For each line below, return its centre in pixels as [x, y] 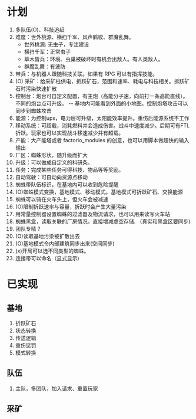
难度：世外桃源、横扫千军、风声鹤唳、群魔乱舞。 [74, 37]
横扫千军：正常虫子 [47, 51]
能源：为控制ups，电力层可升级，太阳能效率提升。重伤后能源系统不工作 [102, 118]
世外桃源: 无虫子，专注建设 [57, 44]
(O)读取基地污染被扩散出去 [47, 236]
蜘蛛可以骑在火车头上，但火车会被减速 [62, 199]
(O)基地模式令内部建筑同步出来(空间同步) [65, 243]
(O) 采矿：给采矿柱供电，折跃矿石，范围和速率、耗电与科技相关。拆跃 [100, 81]
